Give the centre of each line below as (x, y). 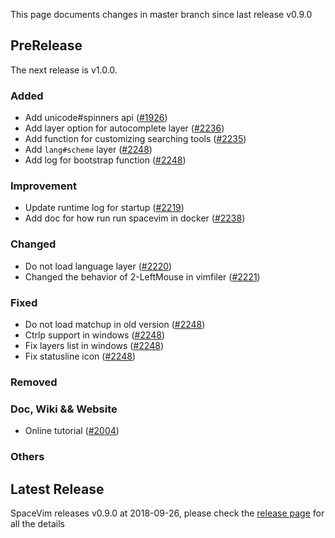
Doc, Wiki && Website (64, 409)
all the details (37, 523)
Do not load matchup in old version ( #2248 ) (115, 324)
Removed (34, 382)
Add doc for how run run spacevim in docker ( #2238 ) (135, 218)
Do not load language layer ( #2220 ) (98, 266)
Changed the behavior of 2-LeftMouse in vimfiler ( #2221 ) (142, 276)
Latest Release (57, 489)
